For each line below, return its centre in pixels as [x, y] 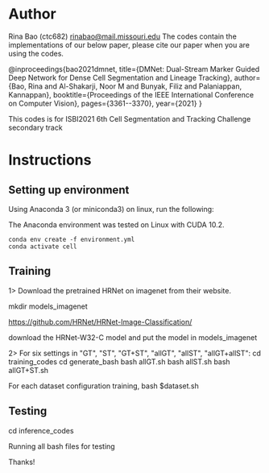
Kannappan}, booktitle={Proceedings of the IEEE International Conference [131, 94]
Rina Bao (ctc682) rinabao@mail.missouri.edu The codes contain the [123, 36]
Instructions [50, 160]
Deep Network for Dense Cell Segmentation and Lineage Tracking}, [120, 77]
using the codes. [36, 53]
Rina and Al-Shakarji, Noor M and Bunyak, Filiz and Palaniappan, [135, 86]
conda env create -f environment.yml [72, 239]
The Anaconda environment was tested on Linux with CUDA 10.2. [116, 224]
